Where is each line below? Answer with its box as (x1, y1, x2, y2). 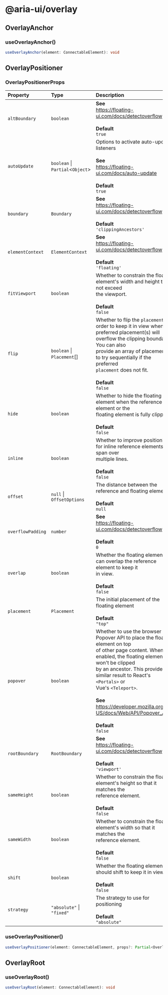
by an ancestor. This (95, 666, 144, 673)
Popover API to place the (95, 634, 154, 641)
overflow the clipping (95, 335, 145, 342)
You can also (95, 342, 126, 349)
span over (95, 449, 119, 456)
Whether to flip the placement (95, 316, 164, 323)
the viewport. (95, 291, 127, 298)
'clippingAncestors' (95, 227, 145, 233)
